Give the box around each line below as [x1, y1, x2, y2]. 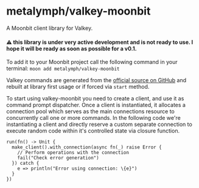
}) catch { [12, 160, 40, 167]
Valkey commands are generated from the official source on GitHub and [6, 77, 187, 84]
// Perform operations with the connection [17, 150, 130, 156]
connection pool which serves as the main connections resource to [6, 108, 175, 115]
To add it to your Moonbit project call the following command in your [6, 58, 178, 66]
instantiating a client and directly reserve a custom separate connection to [6, 120, 193, 128]
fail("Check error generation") [17, 155, 99, 161]
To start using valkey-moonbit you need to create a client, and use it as [6, 95, 184, 102]
